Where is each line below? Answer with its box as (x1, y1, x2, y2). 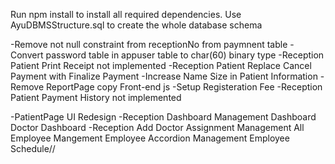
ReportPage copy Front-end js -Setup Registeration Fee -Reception (46, 81, 323, 93)
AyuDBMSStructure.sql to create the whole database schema (10, 19, 263, 31)
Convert (10, 49, 44, 61)
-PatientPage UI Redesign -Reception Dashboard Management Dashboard (10, 111, 317, 123)
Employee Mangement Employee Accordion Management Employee (10, 132, 290, 144)
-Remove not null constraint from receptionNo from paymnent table (10, 39, 288, 50)
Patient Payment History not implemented (10, 92, 182, 103)
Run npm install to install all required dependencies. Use (10, 9, 242, 20)
